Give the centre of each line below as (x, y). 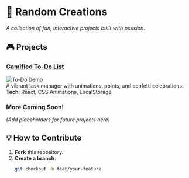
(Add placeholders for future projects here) (58, 120)
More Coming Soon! (35, 107)
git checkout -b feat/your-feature (58, 169)
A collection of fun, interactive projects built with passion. (75, 28)
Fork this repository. (39, 152)
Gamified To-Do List (35, 67)
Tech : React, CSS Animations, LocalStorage (59, 92)
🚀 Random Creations (57, 12)
